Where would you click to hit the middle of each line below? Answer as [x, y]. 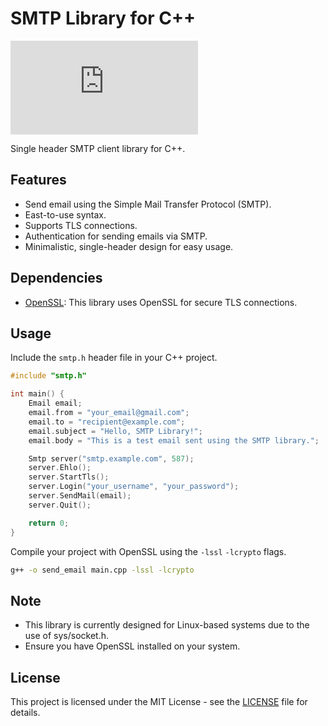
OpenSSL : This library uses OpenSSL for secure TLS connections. [161, 302]
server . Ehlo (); [60, 468]
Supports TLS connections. [81, 225]
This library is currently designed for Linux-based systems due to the [167, 625]
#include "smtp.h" [48, 376]
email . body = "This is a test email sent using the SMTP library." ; [174, 440]
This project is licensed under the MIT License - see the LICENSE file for [159, 701]
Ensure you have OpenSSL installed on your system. [132, 646]
